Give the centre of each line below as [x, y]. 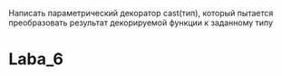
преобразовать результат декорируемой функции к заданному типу [141, 23]
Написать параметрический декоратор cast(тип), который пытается [141, 13]
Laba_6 [36, 59]
